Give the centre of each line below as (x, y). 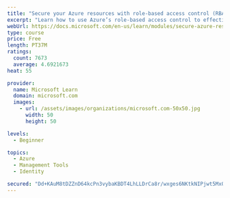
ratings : (20, 52)
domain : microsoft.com (46, 96)
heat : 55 (20, 71)
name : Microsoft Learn (46, 90)
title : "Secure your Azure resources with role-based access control (108, 13)
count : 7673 (30, 58)
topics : (18, 152)
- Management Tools (41, 165)
